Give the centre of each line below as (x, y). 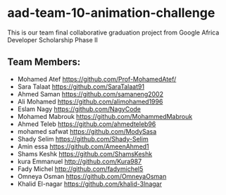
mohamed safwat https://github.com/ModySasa (87, 131)
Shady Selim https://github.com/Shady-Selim (83, 139)
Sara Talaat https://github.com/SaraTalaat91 (81, 87)
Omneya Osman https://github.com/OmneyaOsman (92, 176)
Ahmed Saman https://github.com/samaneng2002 (90, 94)
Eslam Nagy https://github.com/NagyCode (79, 109)
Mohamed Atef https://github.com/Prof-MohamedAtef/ (97, 79)
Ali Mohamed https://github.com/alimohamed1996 (90, 101)
